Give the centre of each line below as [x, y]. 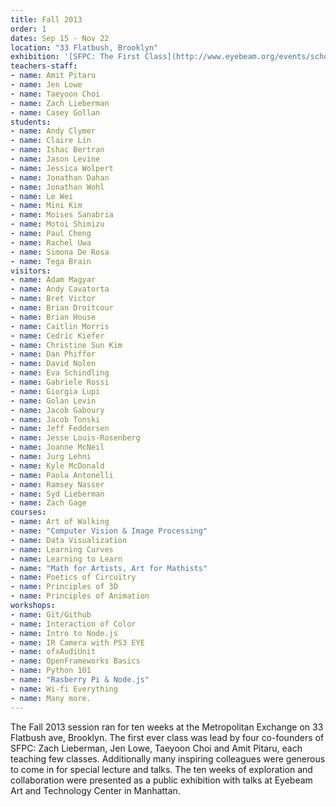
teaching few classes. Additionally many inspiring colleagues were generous [168, 758]
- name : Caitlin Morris [60, 326]
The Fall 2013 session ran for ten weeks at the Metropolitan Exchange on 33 [167, 727]
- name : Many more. [51, 698]
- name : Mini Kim [46, 206]
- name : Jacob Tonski [55, 419]
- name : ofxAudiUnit [53, 652]
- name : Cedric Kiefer [57, 336]
